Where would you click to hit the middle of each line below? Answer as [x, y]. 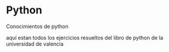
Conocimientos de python [37, 26]
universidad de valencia [35, 44]
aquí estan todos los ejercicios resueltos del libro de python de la [84, 37]
